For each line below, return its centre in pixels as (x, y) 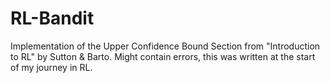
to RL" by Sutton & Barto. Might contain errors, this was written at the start (163, 56)
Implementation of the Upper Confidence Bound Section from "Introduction (165, 46)
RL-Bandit (52, 18)
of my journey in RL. (51, 67)
